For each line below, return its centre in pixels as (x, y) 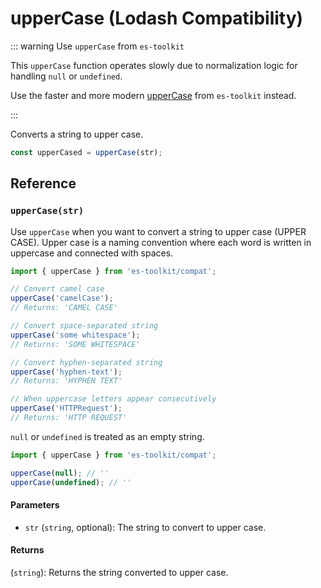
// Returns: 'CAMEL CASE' (64, 308)
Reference (43, 183)
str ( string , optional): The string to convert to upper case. (145, 527)
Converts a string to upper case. (77, 134)
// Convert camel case (57, 289)
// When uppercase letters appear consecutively (113, 399)
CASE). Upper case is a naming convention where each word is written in (161, 242)
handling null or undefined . (66, 76)
